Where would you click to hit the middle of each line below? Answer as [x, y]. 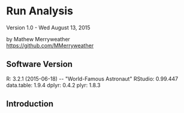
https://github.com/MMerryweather [50, 45]
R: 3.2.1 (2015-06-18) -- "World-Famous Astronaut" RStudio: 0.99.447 [92, 78]
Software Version [40, 64]
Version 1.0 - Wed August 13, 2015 [49, 28]
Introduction [30, 104]
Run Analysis [40, 11]
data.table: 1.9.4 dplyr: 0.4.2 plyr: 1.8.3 [53, 85]
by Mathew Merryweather [38, 39]
